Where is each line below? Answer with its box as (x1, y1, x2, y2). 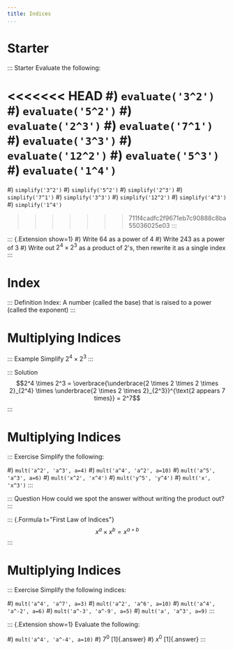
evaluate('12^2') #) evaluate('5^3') (7, 147, 220, 163)
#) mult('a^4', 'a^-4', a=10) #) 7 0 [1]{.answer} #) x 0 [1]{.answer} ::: (7, 634, 206, 643)
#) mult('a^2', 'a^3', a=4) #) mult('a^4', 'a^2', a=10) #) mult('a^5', (7, 465, 216, 474)
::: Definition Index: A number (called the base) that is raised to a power (7, 298, 212, 307)
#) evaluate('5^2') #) (7, 103, 133, 119)
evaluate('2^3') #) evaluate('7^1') (7, 117, 213, 133)
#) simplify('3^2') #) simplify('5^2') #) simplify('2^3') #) (7, 185, 183, 194)
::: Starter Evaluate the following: (7, 64, 101, 72)
